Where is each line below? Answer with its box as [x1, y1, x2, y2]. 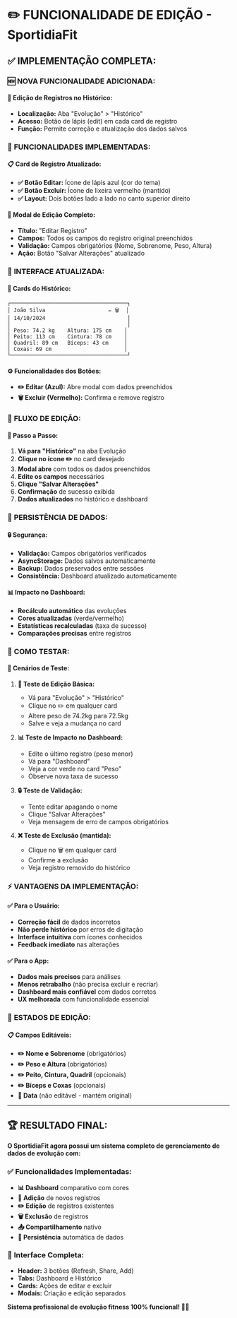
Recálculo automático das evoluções [17, 606, 127, 615]
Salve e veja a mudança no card [28, 719, 121, 728]
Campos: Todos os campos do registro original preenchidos [17, 234, 193, 242]
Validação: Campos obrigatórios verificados [17, 549, 147, 557]
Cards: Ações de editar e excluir [17, 1281, 112, 1290]
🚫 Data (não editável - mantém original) [17, 1091, 133, 1100]
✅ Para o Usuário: [7, 901, 60, 910]
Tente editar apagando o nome [28, 802, 118, 811]
